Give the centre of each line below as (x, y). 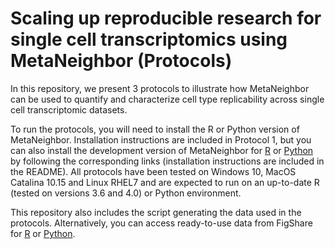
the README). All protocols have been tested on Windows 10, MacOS (153, 171)
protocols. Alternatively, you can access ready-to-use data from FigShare (161, 223)
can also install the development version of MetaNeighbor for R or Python (162, 150)
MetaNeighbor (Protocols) (121, 61)
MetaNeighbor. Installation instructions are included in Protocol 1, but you (161, 139)
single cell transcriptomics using (149, 39)
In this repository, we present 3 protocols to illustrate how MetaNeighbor (160, 88)
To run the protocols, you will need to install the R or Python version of (155, 129)
